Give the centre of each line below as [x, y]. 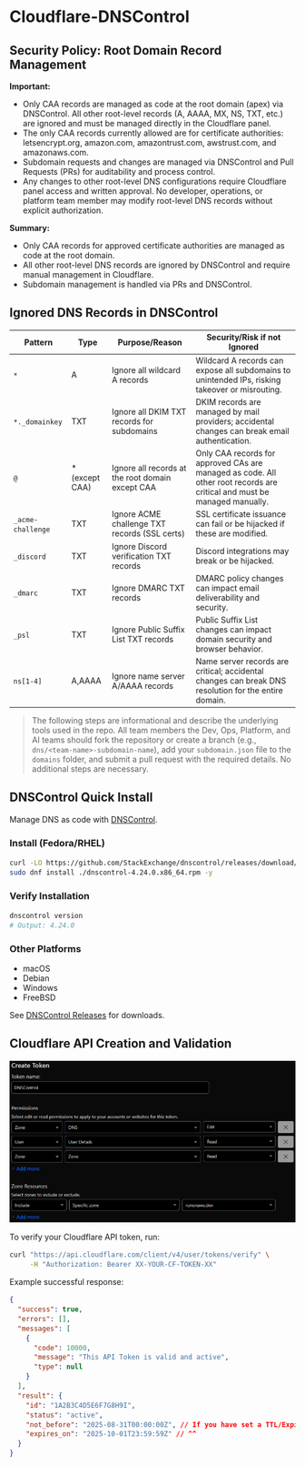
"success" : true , [50, 1309]
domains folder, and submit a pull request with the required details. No [162, 759]
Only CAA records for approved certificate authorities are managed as [153, 246]
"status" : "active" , [64, 1415]
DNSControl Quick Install [81, 798]
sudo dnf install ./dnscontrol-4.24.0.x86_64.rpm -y [111, 872]
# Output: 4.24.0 [42, 925]
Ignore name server [148, 676]
